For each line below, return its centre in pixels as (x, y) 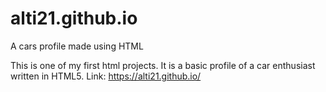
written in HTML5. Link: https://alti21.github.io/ (106, 76)
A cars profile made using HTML (77, 46)
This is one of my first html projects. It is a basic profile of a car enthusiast (163, 65)
